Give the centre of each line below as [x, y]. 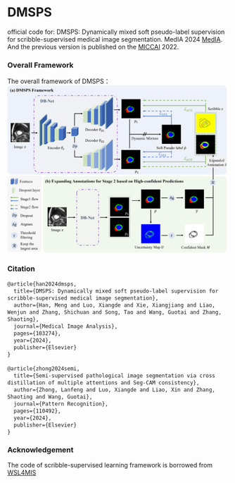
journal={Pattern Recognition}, [61, 404]
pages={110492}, [37, 411]
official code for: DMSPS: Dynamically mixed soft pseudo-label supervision [116, 32]
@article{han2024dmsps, [42, 284]
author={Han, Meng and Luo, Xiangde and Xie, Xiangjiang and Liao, [115, 305]
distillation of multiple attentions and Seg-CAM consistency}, [103, 383]
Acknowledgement [40, 450]
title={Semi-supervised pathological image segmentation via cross [115, 376]
